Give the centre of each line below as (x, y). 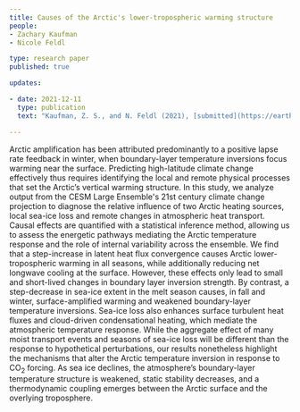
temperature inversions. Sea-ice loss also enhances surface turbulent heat (146, 310)
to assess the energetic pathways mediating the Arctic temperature (133, 234)
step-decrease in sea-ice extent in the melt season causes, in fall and (137, 291)
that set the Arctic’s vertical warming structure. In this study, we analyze (142, 187)
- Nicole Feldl (37, 42)
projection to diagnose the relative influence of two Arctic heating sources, (146, 206)
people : (24, 26)
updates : (25, 83)
